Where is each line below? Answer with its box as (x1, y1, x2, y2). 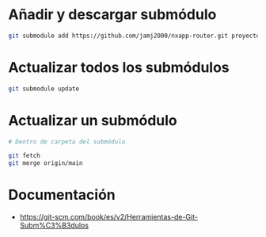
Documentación (8, 186, 116, 204)
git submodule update (8, 85, 80, 93)
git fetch (8, 152, 41, 160)
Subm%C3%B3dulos (19, 220, 89, 231)
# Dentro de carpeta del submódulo (8, 137, 126, 146)
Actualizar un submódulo (8, 111, 178, 129)
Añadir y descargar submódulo (8, 6, 217, 24)
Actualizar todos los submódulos (8, 59, 230, 76)
